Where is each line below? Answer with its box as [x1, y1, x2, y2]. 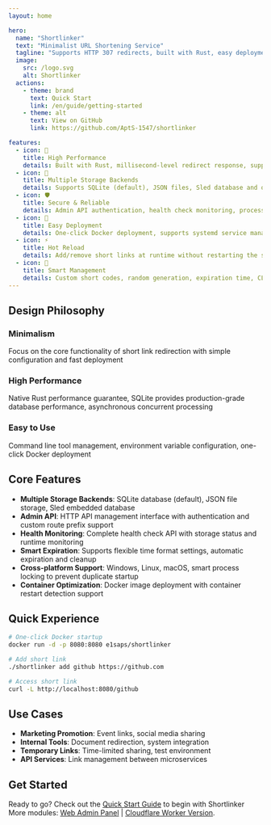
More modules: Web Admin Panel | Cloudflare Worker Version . [8, 808, 215, 818]
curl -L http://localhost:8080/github [8, 684, 139, 693]
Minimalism [8, 328, 55, 339]
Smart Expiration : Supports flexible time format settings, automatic [19, 545, 244, 555]
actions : [15, 78, 45, 87]
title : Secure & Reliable [23, 199, 110, 207]
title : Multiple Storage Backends [23, 176, 139, 184]
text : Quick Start [29, 94, 92, 102]
